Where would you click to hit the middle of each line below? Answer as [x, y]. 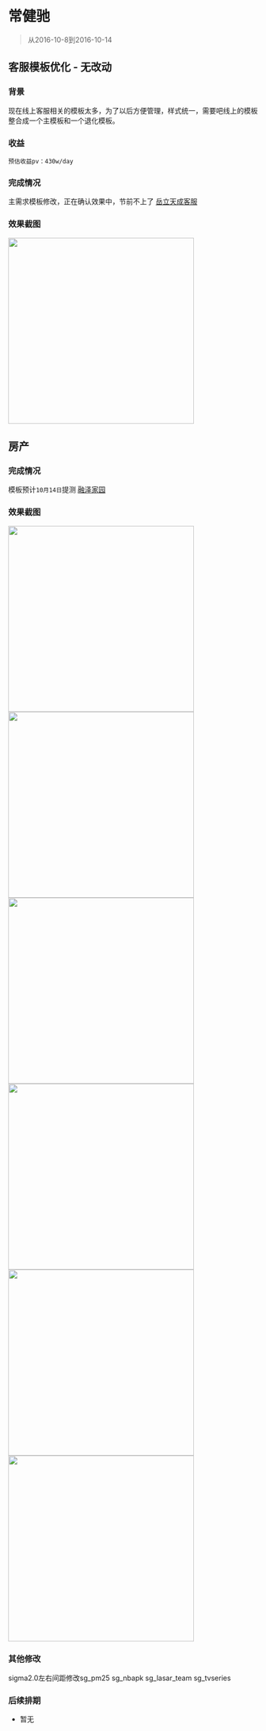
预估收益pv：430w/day [41, 161]
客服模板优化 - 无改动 [60, 67]
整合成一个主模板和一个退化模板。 [64, 121]
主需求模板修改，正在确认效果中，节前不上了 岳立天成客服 [103, 202]
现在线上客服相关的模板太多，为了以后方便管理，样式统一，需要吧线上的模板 [133, 110]
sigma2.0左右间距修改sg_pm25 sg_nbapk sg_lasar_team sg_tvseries [120, 1678]
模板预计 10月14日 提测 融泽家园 [57, 489]
